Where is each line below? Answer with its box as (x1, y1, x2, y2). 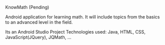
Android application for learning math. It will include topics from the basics (5, 14, 160, 19)
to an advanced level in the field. (5, 19, 73, 25)
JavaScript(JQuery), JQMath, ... (5, 34, 72, 40)
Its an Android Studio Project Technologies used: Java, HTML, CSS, (5, 29, 146, 34)
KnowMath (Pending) (5, 4, 49, 10)
